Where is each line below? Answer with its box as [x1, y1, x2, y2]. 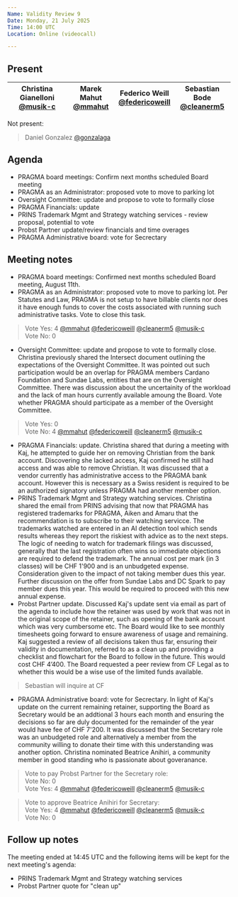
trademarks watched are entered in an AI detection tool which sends [17, 524, 217, 532]
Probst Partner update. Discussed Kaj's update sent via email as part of [17, 599, 227, 608]
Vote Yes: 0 [24, 419, 59, 428]
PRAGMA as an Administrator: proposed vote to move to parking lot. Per [17, 287, 228, 296]
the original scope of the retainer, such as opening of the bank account [17, 614, 225, 623]
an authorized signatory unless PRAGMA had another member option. [17, 486, 222, 495]
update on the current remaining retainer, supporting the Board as [17, 702, 210, 711]
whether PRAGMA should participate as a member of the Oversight [17, 398, 214, 407]
